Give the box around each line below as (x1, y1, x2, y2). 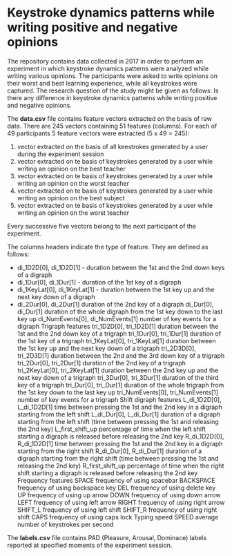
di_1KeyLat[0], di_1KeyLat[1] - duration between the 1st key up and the (17, 285, 215, 294)
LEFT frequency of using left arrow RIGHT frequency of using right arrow (17, 498, 225, 506)
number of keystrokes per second (17, 520, 114, 528)
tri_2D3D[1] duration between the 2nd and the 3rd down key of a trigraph (17, 351, 225, 360)
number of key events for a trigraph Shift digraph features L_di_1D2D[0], (17, 395, 222, 403)
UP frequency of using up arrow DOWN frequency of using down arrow (17, 490, 221, 499)
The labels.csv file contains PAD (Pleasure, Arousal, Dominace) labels (7, 533, 207, 541)
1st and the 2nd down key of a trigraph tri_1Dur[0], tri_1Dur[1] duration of (17, 329, 222, 338)
